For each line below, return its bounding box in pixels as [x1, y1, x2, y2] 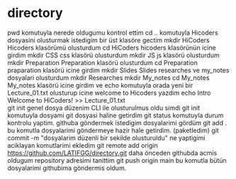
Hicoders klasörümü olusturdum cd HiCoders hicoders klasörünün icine [7, 43, 216, 52]
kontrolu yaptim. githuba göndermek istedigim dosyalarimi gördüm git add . [7, 118, 227, 127]
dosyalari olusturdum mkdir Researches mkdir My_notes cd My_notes [7, 73, 210, 82]
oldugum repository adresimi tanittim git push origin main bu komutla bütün [7, 156, 227, 164]
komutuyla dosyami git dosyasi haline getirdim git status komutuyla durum [7, 111, 224, 120]
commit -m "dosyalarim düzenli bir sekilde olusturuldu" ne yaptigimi [7, 133, 206, 142]
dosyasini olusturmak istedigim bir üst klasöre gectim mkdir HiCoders [7, 35, 210, 44]
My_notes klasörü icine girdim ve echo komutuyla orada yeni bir [7, 81, 193, 89]
